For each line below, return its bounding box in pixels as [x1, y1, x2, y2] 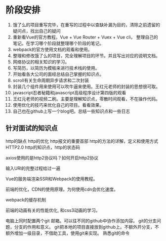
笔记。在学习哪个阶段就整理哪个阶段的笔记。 [12, 40, 104, 46]
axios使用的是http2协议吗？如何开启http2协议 [5, 155, 98, 161]
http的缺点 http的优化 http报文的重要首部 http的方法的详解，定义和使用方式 [5, 138, 159, 144]
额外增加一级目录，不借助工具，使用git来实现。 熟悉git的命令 [5, 230, 130, 236]
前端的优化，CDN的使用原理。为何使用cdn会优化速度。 [5, 186, 118, 192]
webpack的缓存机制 [5, 197, 46, 202]
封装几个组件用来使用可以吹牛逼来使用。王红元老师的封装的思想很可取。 [12, 83, 160, 89]
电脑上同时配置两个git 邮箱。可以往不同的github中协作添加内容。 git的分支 [5, 218, 157, 224]
